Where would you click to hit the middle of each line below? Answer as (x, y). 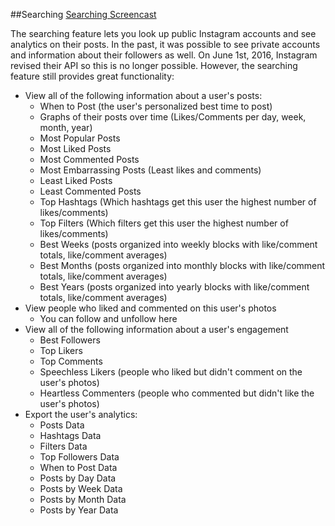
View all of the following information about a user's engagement (156, 329)
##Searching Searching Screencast (83, 14)
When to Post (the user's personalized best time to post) (156, 106)
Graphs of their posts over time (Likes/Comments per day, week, (173, 117)
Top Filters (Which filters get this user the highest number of (164, 223)
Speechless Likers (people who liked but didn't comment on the (171, 372)
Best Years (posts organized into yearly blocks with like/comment (174, 287)
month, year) (66, 127)
